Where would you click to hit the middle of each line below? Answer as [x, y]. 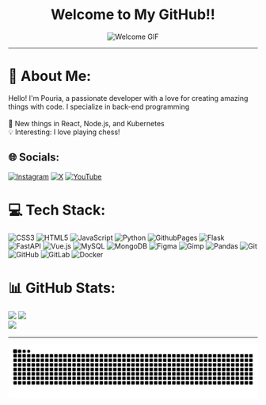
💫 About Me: [50, 76]
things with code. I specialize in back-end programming [99, 106]
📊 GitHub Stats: [62, 288]
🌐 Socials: [34, 158]
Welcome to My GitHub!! [133, 15]
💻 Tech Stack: [57, 210]
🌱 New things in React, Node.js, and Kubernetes [86, 123]
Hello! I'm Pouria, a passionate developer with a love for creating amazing [128, 98]
